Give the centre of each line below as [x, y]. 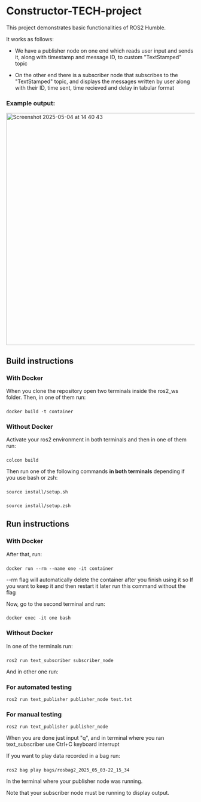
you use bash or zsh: [32, 478]
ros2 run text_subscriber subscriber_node [60, 660]
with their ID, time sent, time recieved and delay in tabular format [95, 87]
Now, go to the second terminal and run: [56, 604]
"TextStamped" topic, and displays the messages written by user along [102, 81]
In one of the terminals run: [39, 646]
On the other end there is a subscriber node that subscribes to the [96, 75]
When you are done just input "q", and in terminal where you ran [85, 738]
